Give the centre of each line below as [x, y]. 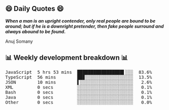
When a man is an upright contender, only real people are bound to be [80, 21]
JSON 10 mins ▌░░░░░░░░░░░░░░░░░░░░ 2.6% [79, 82]
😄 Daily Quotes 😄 [35, 9]
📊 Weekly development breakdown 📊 [67, 58]
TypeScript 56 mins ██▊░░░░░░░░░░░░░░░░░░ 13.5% [79, 77]
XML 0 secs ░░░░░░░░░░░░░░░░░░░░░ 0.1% [79, 87]
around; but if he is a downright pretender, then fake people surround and [85, 26]
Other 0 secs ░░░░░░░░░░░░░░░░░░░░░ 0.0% [79, 102]
